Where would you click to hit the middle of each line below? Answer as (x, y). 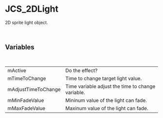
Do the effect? (81, 70)
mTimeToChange (27, 78)
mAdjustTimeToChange (34, 89)
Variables (20, 47)
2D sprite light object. (27, 22)
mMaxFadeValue (26, 108)
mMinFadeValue (26, 100)
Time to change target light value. (104, 78)
